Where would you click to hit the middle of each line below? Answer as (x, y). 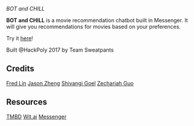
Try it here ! (20, 38)
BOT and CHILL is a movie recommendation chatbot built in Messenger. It (97, 20)
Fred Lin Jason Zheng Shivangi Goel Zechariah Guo (70, 83)
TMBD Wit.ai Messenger (36, 116)
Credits (20, 69)
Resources (27, 102)
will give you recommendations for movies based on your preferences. (94, 27)
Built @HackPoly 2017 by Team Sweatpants (60, 50)
